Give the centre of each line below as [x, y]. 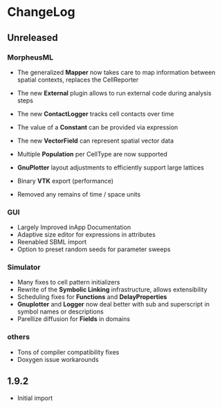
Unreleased [33, 38]
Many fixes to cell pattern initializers [68, 282]
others [18, 337]
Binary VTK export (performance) [65, 181]
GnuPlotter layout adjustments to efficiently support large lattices [110, 167]
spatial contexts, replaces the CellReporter [78, 80]
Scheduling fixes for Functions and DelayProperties [92, 297]
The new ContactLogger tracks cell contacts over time [95, 113]
